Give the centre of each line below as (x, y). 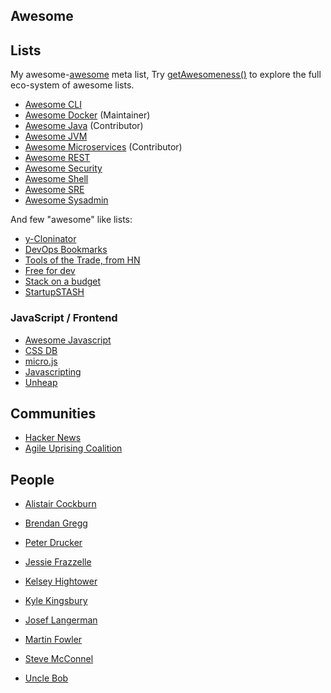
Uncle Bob (46, 678)
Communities (53, 413)
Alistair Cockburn (60, 504)
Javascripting (53, 371)
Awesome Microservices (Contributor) (103, 147)
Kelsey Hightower (61, 581)
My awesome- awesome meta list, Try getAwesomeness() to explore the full (166, 75)
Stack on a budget (63, 281)
